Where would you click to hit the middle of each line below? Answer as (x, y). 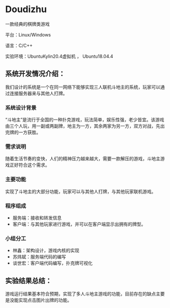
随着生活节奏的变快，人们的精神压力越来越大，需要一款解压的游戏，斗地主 (83, 159)
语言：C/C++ (19, 45)
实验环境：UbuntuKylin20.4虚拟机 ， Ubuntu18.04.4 (59, 56)
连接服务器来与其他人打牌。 (38, 93)
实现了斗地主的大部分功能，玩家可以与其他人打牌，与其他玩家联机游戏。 (80, 191)
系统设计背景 (21, 107)
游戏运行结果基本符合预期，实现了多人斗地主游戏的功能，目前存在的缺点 (80, 294)
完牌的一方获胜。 (23, 132)
